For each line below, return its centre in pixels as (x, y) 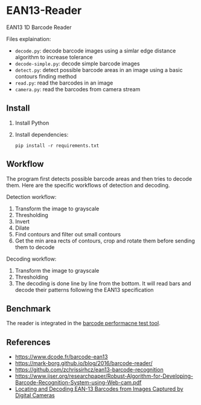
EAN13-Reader (44, 11)
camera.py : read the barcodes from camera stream (78, 89)
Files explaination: (29, 39)
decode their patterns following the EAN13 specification (84, 290)
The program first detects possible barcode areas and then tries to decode (99, 178)
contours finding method (46, 76)
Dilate (22, 228)
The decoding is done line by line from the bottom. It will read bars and (103, 283)
